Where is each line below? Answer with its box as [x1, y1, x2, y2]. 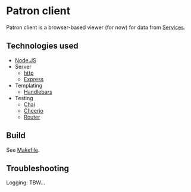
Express [23, 75, 44, 82]
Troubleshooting [6, 163, 70, 173]
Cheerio [23, 107, 43, 114]
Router [23, 113, 40, 120]
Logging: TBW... [6, 179, 46, 186]
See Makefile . [6, 146, 40, 153]
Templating [14, 82, 43, 89]
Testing [14, 94, 34, 101]
